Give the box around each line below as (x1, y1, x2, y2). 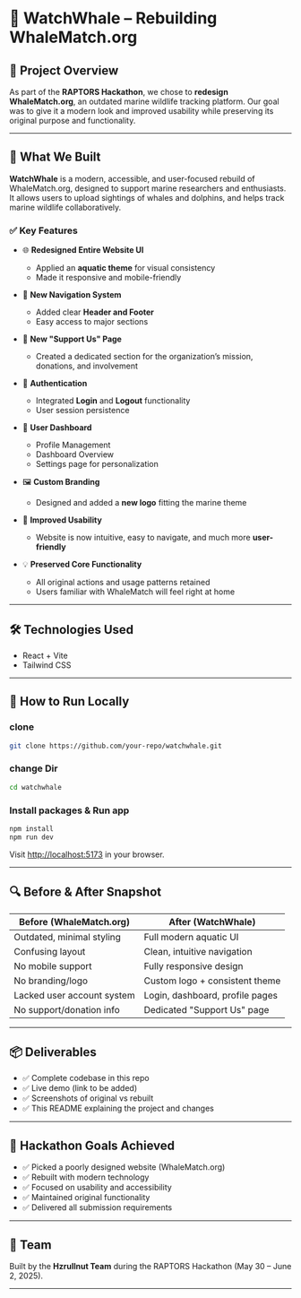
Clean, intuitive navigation (143, 945, 253, 957)
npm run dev (9, 833, 54, 842)
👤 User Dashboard (21, 422, 92, 433)
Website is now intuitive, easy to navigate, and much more (35, 532, 251, 543)
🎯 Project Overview (9, 63, 119, 78)
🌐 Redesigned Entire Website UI (21, 245, 144, 255)
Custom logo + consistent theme (143, 974, 281, 987)
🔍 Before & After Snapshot (9, 885, 162, 900)
